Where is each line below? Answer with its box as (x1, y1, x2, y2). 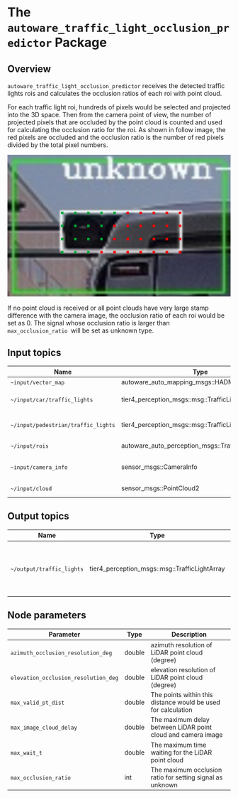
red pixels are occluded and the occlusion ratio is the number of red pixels (7, 133, 225, 141)
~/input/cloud (10, 485, 52, 492)
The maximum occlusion (150, 765, 222, 774)
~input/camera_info (10, 464, 68, 471)
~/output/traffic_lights (10, 566, 84, 573)
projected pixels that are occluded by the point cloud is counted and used (7, 118, 222, 126)
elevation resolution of (150, 665, 216, 674)
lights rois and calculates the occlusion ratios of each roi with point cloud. (7, 90, 222, 97)
